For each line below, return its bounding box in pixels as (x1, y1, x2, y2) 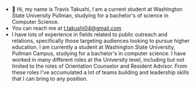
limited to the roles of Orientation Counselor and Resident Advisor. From (11, 62, 188, 70)
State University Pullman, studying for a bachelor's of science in (11, 12, 169, 19)
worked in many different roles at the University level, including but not (11, 56, 185, 63)
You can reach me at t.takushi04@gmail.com (11, 24, 121, 32)
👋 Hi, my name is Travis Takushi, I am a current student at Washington (11, 6, 182, 12)
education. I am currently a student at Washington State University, (11, 43, 176, 51)
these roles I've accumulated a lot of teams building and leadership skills (11, 69, 189, 76)
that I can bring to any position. (11, 75, 88, 82)
